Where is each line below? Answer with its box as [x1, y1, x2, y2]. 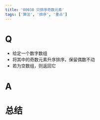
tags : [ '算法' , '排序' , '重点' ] [5, 12, 68, 17]
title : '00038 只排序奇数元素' [5, 7, 64, 12]
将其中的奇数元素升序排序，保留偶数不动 [12, 57, 95, 63]
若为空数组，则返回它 [12, 63, 56, 69]
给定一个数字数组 [12, 50, 48, 56]
